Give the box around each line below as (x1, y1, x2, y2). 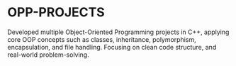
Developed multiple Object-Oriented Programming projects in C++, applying (7, 28, 230, 36)
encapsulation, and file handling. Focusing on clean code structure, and (7, 43, 217, 51)
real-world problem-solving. (7, 50, 90, 59)
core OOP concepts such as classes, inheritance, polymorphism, (7, 35, 196, 43)
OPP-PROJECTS (7, 4, 105, 21)
